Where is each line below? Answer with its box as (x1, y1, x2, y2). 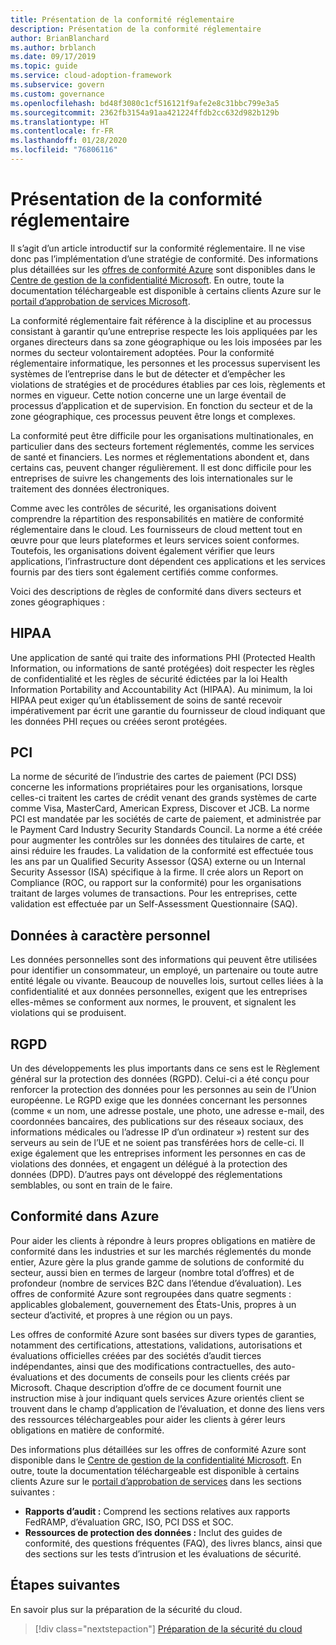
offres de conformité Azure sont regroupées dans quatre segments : (10, 1287, 292, 1300)
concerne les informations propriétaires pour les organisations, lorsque (10, 781, 303, 793)
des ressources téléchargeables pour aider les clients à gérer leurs (10, 1413, 286, 1425)
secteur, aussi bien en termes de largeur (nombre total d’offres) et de (10, 1266, 295, 1278)
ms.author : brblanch (10, 42, 97, 53)
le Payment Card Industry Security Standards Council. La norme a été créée (10, 824, 323, 836)
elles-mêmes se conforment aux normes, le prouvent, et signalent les (10, 996, 297, 1008)
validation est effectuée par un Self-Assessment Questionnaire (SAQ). (10, 898, 298, 910)
